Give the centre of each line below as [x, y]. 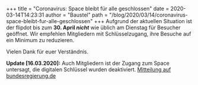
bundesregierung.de [31, 76]
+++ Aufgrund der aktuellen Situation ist [143, 21]
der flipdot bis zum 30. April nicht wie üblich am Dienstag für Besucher [93, 27]
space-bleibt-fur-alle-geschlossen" [49, 21]
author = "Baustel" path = [77, 15]
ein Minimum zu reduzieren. [40, 40]
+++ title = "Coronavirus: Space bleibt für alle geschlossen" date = [88, 9]
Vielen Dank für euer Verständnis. [47, 52]
